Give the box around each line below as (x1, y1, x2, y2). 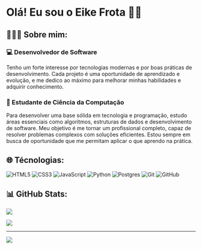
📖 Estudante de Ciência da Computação (6, 98, 124, 106)
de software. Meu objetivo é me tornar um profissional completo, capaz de (6, 125, 191, 132)
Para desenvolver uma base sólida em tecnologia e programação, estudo (6, 112, 188, 119)
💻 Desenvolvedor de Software (6, 48, 97, 56)
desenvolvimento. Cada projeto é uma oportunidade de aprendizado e (6, 70, 180, 77)
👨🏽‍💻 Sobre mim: (6, 30, 68, 40)
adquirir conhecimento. (6, 83, 64, 90)
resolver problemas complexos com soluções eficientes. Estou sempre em (6, 131, 191, 138)
